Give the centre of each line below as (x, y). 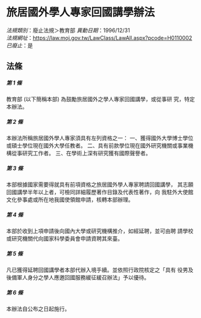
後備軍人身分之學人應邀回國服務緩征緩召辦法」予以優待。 (78, 277)
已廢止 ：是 (20, 45)
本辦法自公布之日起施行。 (38, 309)
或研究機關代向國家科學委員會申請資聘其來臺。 (64, 239)
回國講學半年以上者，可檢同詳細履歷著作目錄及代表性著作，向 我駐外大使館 (100, 192)
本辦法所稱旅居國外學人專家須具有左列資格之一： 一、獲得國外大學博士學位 (100, 138)
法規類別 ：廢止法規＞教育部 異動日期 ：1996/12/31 (68, 30)
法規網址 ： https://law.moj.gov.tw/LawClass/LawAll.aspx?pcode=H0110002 (99, 37)
